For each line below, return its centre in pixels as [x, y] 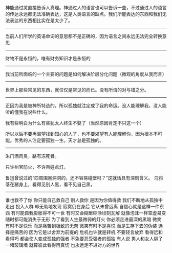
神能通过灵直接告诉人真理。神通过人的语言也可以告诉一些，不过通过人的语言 [86, 7]
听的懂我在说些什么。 [28, 112]
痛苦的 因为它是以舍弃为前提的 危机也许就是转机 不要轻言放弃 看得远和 [88, 232]
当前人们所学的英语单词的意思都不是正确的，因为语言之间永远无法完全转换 [84, 36]
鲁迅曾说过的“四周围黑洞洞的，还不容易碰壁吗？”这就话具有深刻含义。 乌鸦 [84, 178]
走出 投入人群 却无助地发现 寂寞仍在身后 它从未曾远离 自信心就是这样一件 [82, 206]
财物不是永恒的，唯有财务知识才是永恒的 [48, 58]
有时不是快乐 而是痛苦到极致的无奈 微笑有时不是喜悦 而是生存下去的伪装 [81, 226]
